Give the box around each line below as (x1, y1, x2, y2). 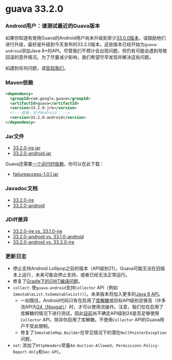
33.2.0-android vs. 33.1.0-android (12, 233, 84, 239)
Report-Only (12, 350, 39, 355)
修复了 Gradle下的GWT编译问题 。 (12, 278, 83, 285)
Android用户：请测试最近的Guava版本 (5, 23, 100, 30)
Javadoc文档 (5, 185, 38, 192)
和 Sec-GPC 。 (38, 349, 64, 355)
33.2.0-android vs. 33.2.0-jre (12, 239, 74, 245)
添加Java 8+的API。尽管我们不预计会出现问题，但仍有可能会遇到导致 (21, 48, 167, 54)
